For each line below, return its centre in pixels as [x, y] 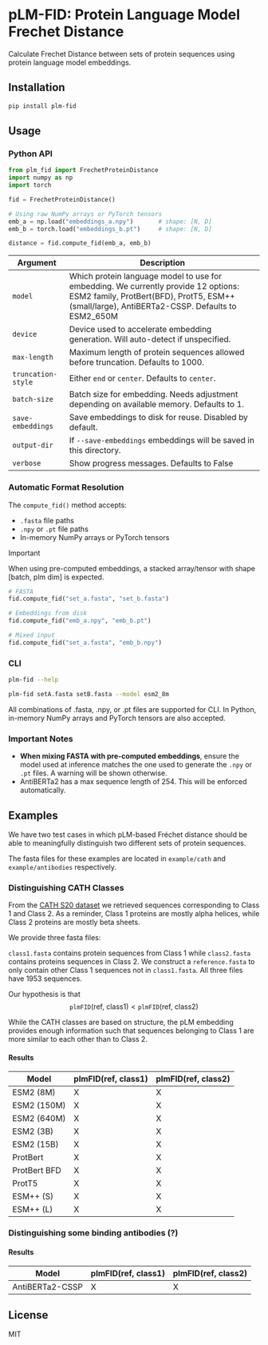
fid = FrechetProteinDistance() [62, 199]
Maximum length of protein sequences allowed [157, 352]
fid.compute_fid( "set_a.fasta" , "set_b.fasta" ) [89, 599]
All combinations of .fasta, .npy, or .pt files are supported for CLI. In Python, [132, 709]
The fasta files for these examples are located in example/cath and [117, 859]
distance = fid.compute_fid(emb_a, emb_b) [80, 243]
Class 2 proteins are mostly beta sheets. [75, 923]
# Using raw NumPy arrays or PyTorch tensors [85, 214]
